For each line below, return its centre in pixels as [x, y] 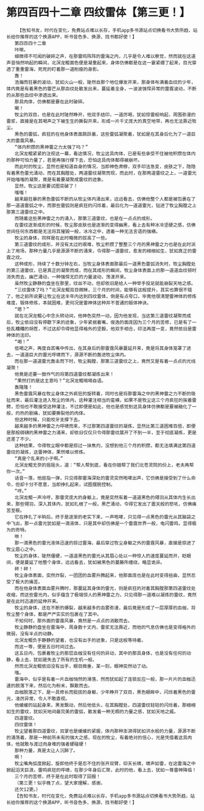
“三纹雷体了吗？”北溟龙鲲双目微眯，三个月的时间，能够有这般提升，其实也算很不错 [103, 290]
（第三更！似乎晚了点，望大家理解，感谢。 [60, 783]
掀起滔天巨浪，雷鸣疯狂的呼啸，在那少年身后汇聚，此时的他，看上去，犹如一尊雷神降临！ [101, 770]
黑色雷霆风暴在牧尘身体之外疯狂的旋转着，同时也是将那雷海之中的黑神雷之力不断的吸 [105, 394]
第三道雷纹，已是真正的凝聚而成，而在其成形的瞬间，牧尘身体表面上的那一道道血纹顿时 [104, 270]
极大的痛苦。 [29, 582]
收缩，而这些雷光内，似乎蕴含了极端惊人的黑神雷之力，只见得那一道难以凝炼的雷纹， [97, 595]
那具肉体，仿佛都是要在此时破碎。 [51, 101]
